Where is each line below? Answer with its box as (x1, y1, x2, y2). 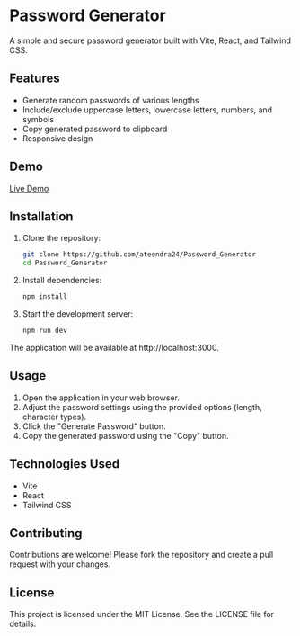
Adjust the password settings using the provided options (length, (22, 401, 262, 412)
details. (9, 618, 37, 630)
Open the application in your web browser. (22, 392, 180, 403)
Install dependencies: (22, 275, 102, 286)
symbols (22, 113, 55, 124)
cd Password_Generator (22, 258, 108, 268)
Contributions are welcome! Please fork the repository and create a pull (9, 550, 274, 560)
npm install (22, 292, 67, 301)
